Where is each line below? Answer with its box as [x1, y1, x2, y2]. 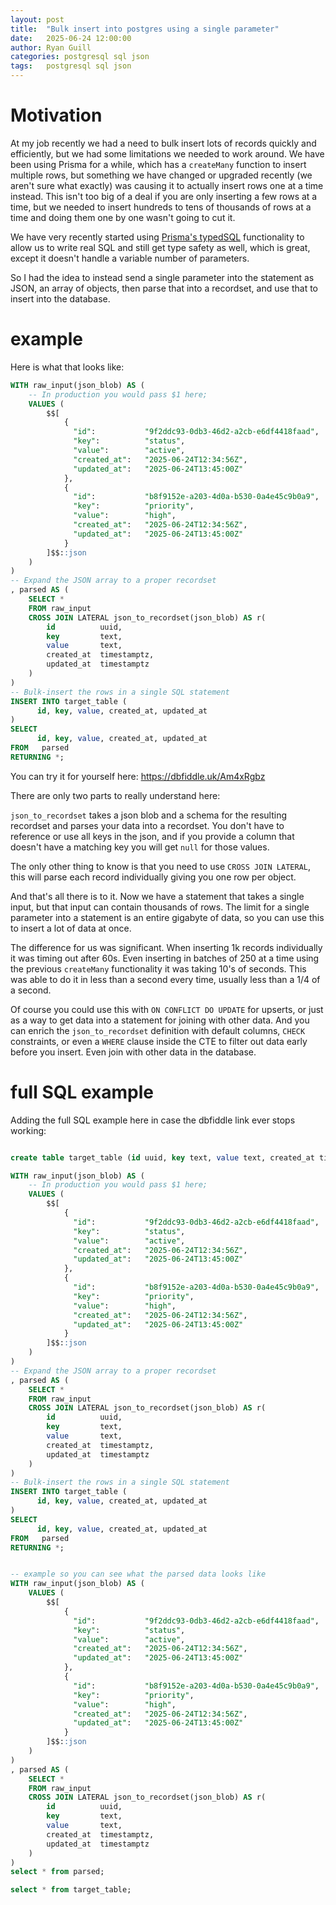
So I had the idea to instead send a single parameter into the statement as [10, 271, 315, 283]
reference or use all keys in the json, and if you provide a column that [10, 830, 295, 842]
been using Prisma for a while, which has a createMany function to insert [10, 158, 307, 170]
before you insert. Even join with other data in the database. [10, 1046, 257, 1058]
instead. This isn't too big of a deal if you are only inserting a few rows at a [10, 190, 318, 202]
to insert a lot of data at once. [10, 922, 132, 934]
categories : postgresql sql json [10, 52, 150, 62]
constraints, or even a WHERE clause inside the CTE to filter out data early [10, 1035, 308, 1047]
